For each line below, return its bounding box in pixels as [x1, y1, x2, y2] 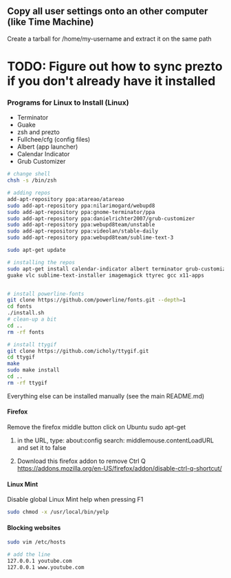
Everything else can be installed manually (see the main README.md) [7, 392, 205, 400]
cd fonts [7, 303, 32, 310]
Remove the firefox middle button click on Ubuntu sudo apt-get [7, 423, 186, 431]
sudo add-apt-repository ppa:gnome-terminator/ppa [7, 208, 155, 215]
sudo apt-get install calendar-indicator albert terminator [7, 265, 184, 272]
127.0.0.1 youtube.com [7, 557, 72, 565]
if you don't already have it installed [7, 74, 216, 89]
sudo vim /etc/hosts [7, 539, 67, 546]
